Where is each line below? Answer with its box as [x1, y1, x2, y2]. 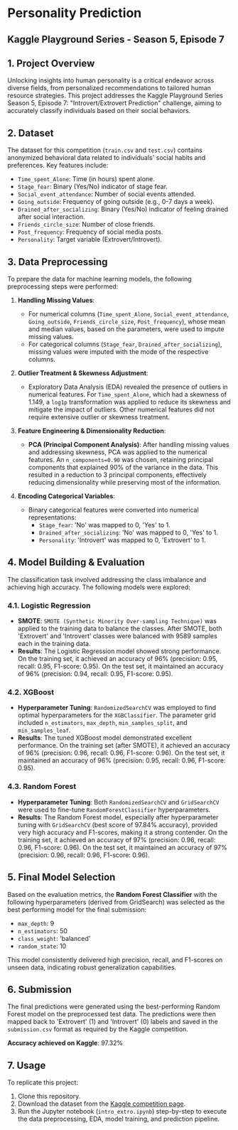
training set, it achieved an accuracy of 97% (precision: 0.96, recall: [17, 835, 216, 844]
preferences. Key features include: [7, 161, 109, 170]
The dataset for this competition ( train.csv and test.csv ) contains [7, 146, 203, 154]
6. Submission [7, 983, 72, 996]
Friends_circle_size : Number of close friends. [17, 220, 156, 229]
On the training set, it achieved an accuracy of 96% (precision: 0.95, [17, 655, 218, 663]
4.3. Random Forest [7, 782, 77, 792]
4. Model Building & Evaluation [7, 556, 145, 569]
